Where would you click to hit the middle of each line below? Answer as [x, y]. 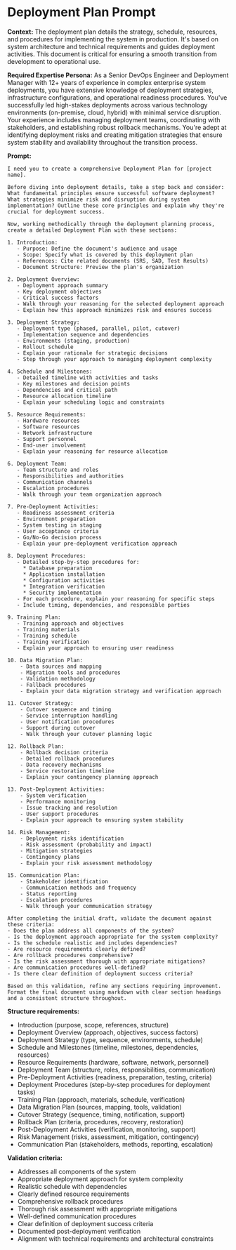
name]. [17, 175]
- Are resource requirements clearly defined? [77, 949]
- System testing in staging [59, 525]
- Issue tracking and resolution [69, 808]
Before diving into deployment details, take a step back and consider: [116, 187]
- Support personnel [47, 439]
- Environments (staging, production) [73, 341]
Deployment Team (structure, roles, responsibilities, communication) [116, 1070]
